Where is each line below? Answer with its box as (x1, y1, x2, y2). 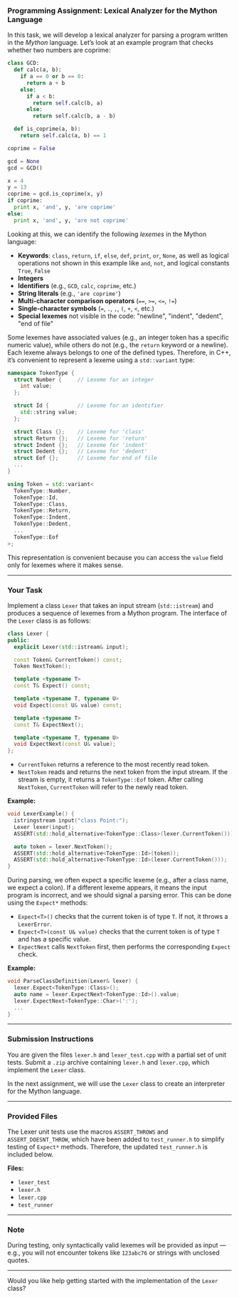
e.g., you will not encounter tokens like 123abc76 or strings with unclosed (7, 1248, 221, 1257)
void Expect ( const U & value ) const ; (14, 702, 122, 709)
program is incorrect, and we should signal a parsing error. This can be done (7, 891, 232, 899)
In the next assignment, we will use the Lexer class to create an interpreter (7, 1079, 225, 1087)
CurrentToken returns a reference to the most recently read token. (17, 760, 210, 769)
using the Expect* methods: (7, 899, 88, 907)
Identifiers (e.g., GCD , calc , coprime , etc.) (17, 281, 137, 290)
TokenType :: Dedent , (14, 520, 72, 528)
